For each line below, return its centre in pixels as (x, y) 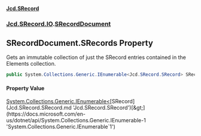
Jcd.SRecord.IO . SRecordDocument (59, 24)
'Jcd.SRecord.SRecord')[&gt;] (109, 108)
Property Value (25, 88)
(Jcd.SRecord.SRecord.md (39, 108)
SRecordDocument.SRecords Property (80, 43)
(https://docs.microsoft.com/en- (46, 114)
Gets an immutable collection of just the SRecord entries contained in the (96, 57)
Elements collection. (31, 64)
